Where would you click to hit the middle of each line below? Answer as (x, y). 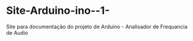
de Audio (17, 32)
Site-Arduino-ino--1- (58, 11)
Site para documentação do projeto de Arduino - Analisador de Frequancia (97, 27)
